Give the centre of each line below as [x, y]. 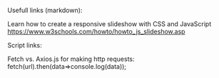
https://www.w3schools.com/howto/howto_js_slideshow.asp [96, 32]
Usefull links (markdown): [45, 10]
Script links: [25, 45]
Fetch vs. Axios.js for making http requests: [71, 59]
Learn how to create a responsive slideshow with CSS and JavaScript [109, 24]
